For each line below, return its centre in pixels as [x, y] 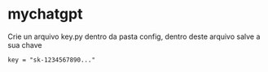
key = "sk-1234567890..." [51, 60]
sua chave [25, 44]
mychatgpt [45, 14]
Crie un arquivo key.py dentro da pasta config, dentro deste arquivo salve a [134, 36]
